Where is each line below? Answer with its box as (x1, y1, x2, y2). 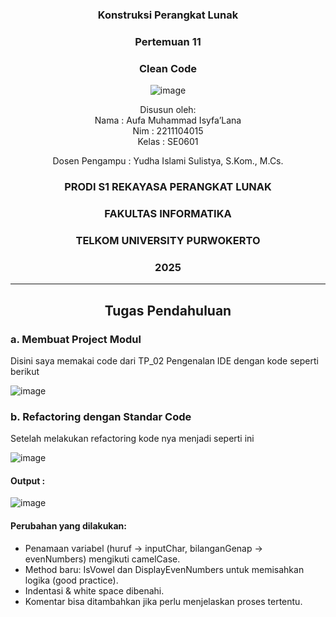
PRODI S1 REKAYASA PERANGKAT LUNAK (64, 180, 272, 194)
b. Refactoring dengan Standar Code (10, 409, 192, 423)
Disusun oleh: (139, 104, 197, 116)
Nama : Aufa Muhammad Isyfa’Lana (94, 114, 242, 127)
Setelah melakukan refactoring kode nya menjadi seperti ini (10, 433, 255, 445)
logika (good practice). (24, 574, 119, 586)
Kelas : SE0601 (137, 136, 199, 148)
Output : (10, 474, 46, 487)
